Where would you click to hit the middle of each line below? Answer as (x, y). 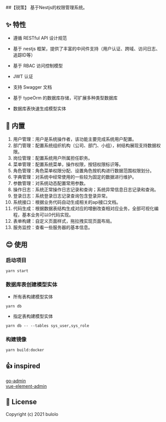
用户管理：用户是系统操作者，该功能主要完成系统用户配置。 (75, 139)
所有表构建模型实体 (33, 296)
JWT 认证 (23, 76)
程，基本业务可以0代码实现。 (43, 215)
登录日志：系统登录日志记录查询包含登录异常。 (61, 196)
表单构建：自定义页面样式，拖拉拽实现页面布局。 (64, 221)
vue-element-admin (26, 386)
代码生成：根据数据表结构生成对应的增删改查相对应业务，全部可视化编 (86, 208)
